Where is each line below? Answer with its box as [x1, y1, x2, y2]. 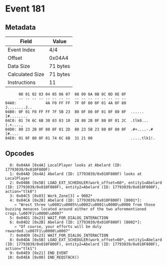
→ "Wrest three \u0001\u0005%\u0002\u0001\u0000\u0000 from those [14, 202, 155, 207]
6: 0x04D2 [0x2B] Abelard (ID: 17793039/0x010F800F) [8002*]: [9, 219, 142, 225]
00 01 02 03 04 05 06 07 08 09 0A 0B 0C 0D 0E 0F [18, 92, 126, 97]
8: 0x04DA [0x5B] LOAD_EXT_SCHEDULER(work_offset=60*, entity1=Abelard [9, 237, 162, 242]
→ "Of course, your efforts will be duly [14, 224, 101, 229]
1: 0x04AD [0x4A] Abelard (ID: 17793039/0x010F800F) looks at [9, 171, 142, 176]
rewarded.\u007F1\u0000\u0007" [5, 228, 70, 233]
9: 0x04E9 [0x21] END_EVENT [9, 250, 68, 255]
